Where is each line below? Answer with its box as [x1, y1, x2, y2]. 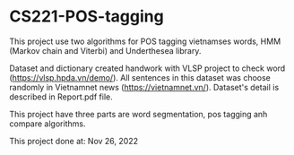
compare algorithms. [9, 118, 86, 129]
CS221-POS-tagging [9, 6, 164, 27]
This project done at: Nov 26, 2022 [9, 135, 139, 146]
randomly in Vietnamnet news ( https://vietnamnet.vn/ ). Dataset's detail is [9, 82, 280, 92]
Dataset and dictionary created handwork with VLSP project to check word [9, 63, 286, 73]
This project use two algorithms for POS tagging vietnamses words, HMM [9, 36, 281, 47]
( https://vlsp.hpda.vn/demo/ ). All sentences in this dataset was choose [9, 72, 271, 82]
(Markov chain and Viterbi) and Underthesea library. [9, 45, 202, 56]
